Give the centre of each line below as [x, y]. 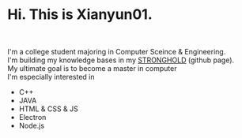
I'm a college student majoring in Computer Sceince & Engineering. [117, 51]
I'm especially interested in [51, 76]
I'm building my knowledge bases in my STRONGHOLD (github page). [121, 60]
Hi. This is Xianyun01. [80, 15]
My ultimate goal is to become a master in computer [92, 68]
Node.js [32, 125]
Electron [32, 117]
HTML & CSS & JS [48, 109]
